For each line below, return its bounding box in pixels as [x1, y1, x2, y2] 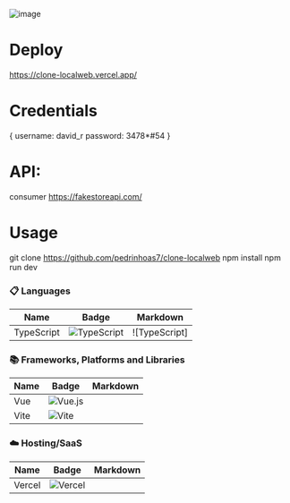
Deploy [9, 40, 64, 60]
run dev [9, 261, 38, 272]
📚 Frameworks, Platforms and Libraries [9, 354, 185, 366]
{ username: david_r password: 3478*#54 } [9, 130, 171, 141]
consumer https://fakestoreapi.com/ [9, 191, 142, 201]
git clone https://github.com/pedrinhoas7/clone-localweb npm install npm [9, 251, 282, 263]
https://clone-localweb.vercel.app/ [9, 69, 137, 80]
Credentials [9, 101, 98, 121]
